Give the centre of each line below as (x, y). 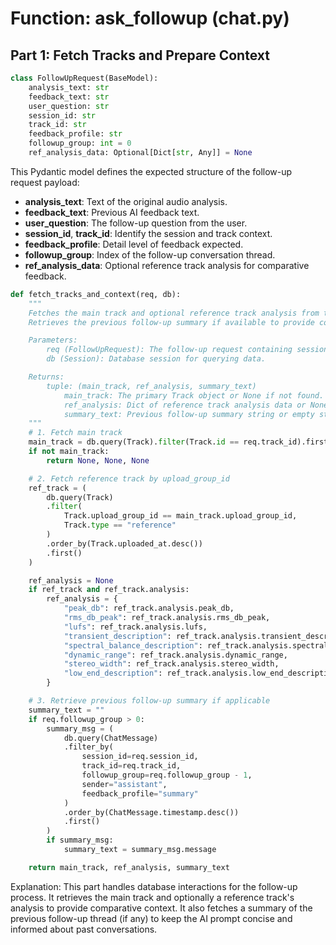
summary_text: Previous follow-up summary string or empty (189, 414)
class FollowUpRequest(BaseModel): (84, 78)
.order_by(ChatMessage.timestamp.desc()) (151, 812)
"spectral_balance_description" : (133, 645)
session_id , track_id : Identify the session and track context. (148, 233)
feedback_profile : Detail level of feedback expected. (134, 244)
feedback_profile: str (75, 134)
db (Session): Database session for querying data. (156, 359)
